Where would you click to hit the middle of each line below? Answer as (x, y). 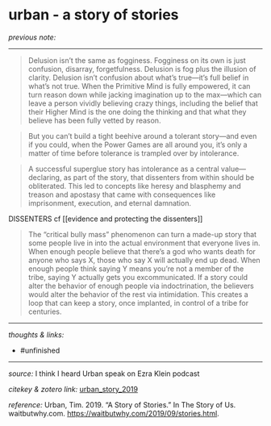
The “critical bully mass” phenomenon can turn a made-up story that (142, 234)
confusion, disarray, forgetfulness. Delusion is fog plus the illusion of (142, 69)
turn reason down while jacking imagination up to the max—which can (145, 94)
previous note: (32, 37)
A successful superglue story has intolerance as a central (123, 169)
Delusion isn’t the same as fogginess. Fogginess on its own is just (137, 60)
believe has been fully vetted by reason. (94, 120)
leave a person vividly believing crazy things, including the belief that (143, 103)
